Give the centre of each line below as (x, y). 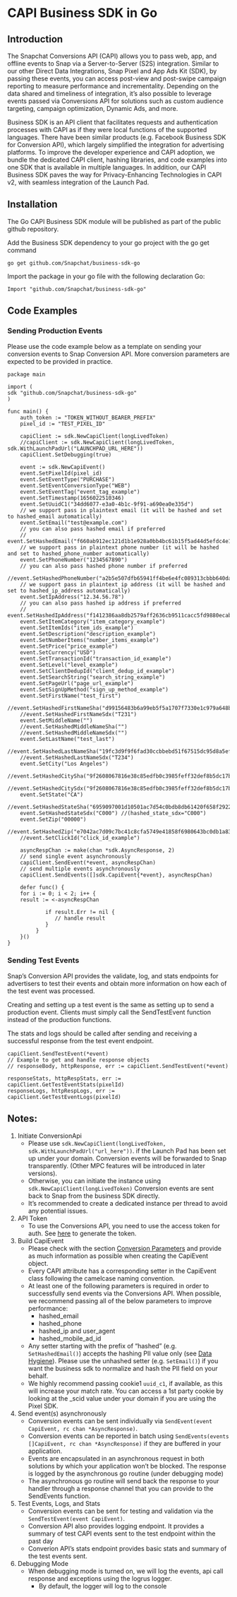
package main (26, 374)
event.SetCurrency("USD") (58, 652)
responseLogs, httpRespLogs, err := (61, 1091)
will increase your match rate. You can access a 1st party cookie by (126, 1391)
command (22, 250)
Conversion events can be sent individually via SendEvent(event (120, 1420)
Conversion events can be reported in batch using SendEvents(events (128, 1436)
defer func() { (42, 887)
